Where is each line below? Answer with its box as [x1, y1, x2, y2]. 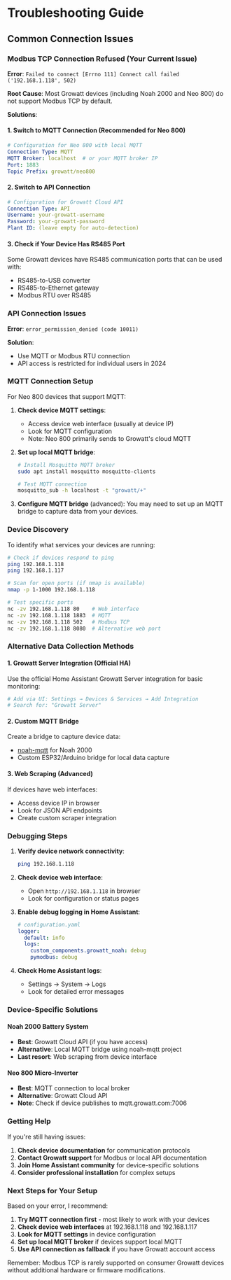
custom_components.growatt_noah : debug [30, 947, 147, 955]
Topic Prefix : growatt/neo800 [7, 168, 96, 175]
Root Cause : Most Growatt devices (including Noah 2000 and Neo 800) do [7, 89, 224, 97]
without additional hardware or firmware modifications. [7, 1266, 166, 1274]
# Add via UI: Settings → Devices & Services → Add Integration [7, 695, 199, 703]
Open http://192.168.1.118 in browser [27, 887, 141, 895]
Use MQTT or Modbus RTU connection [17, 351, 131, 360]
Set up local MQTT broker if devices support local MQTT [17, 1237, 183, 1246]
